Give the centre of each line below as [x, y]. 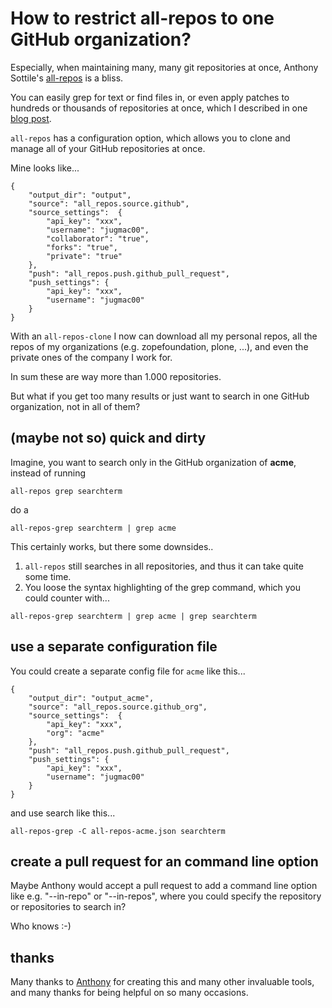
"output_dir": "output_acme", [91, 698]
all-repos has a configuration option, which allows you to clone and [150, 138]
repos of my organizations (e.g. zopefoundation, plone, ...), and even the [159, 346]
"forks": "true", [82, 247]
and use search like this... [63, 813]
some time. [48, 576]
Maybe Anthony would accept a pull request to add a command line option [164, 886]
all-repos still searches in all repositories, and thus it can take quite [164, 566]
